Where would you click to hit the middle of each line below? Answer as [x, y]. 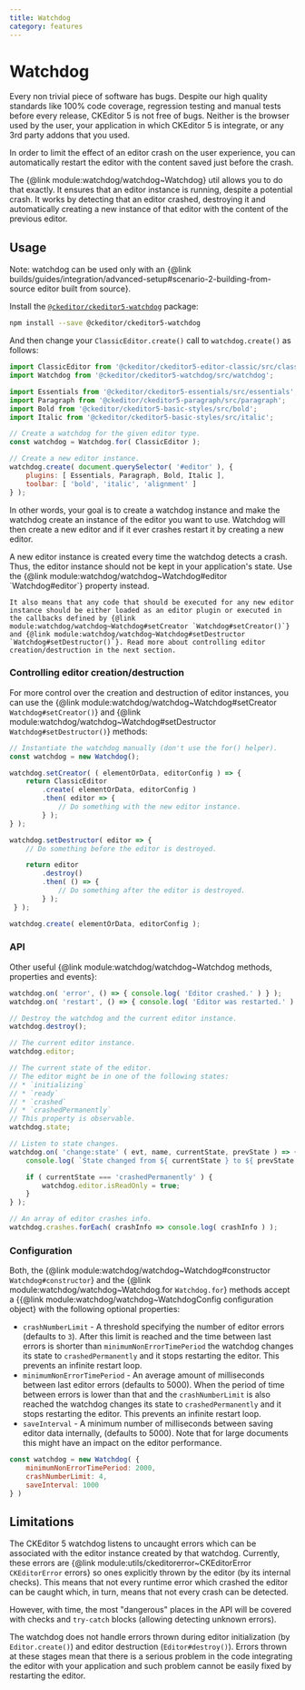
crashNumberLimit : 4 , [66, 1477]
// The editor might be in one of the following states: [119, 1076]
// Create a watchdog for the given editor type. [105, 433]
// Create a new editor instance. [75, 459]
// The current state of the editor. [81, 1068]
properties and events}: [54, 976]
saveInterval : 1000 [63, 1485]
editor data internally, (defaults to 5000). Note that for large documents [155, 1433]
